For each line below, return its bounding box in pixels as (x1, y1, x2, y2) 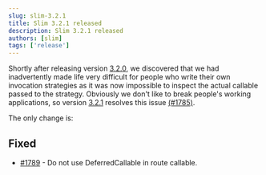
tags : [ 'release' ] (8, 42, 70, 50)
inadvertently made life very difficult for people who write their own (8, 72, 231, 82)
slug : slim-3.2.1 (8, 11, 66, 20)
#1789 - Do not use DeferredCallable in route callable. (19, 157, 198, 167)
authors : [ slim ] (8, 34, 62, 43)
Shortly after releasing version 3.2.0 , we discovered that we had (8, 63, 220, 73)
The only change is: (8, 113, 74, 123)
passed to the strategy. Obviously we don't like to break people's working (8, 89, 252, 99)
